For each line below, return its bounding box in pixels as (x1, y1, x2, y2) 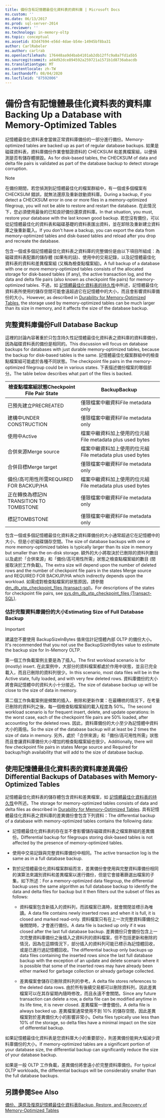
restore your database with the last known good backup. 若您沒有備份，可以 (5, 215, 160, 221)
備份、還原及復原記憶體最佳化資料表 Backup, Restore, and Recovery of (5, 1102, 147, 1108)
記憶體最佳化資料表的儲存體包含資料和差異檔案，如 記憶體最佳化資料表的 (5, 794, 153, 800)
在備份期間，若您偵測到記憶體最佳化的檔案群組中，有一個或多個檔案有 (5, 185, 147, 191)
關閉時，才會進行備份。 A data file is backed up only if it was (24, 922, 146, 928)
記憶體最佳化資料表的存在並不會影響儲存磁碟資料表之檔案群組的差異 (12, 828, 150, 834)
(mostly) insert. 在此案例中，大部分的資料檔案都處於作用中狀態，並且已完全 (5, 663, 158, 669)
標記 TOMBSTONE (7, 516, 49, 522)
